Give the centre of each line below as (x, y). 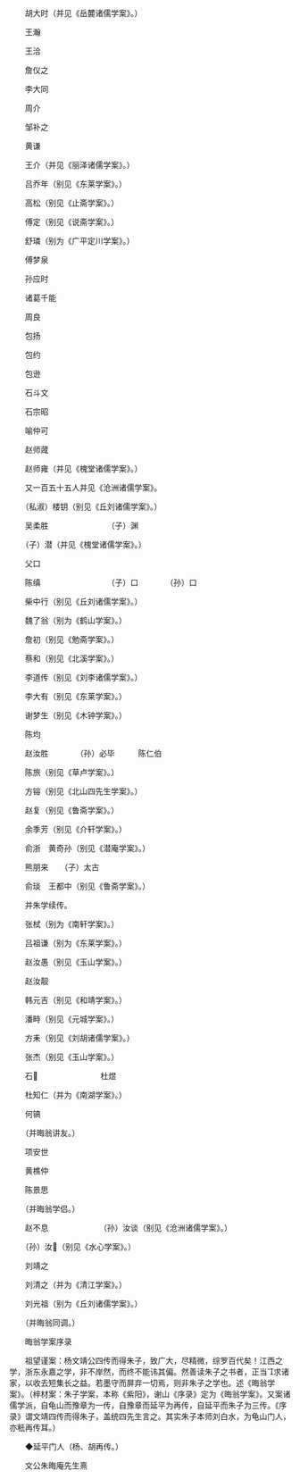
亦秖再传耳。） (35, 1428)
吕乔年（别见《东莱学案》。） (75, 184)
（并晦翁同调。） (52, 1323)
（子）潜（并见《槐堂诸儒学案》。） (85, 544)
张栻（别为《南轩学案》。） (71, 924)
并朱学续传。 (48, 905)
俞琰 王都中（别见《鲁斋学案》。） (87, 886)
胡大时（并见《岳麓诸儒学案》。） (83, 13)
